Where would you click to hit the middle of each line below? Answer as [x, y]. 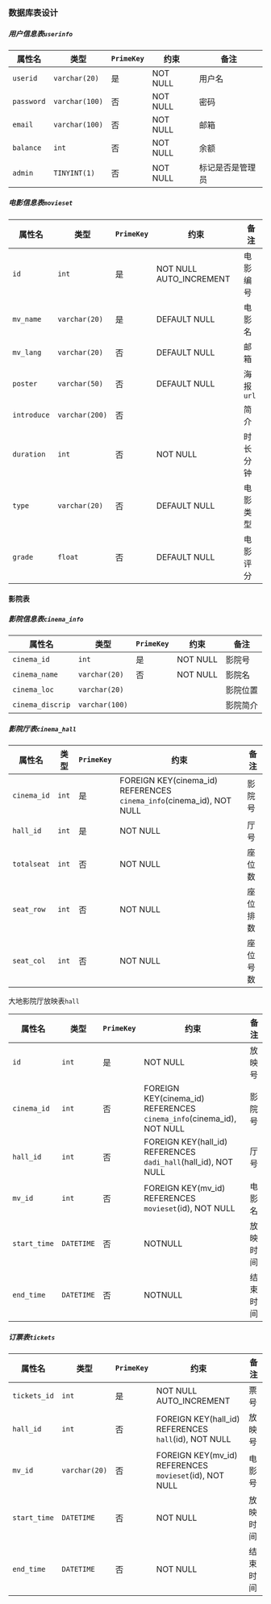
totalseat [31, 864]
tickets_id [33, 1396]
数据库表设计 [33, 12]
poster [25, 383]
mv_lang [27, 352]
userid [25, 78]
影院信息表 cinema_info [46, 619]
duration [29, 454]
